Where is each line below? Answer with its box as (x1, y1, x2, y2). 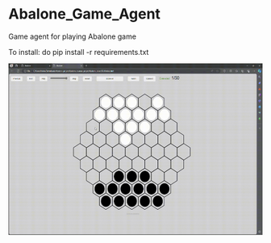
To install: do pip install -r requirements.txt (8, 47, 149, 57)
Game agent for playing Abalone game (8, 31, 137, 41)
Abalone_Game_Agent (8, 5, 161, 23)
